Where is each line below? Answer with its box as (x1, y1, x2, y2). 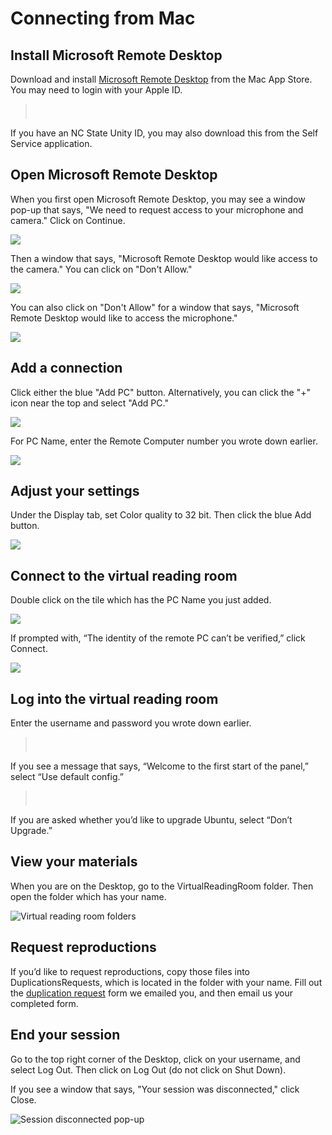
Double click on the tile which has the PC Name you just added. (10, 594, 272, 606)
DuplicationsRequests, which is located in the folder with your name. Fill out (10, 976, 323, 988)
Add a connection (10, 360, 123, 377)
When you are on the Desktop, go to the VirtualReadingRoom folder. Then (10, 880, 314, 892)
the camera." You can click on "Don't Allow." (10, 263, 193, 275)
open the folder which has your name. (10, 890, 167, 902)
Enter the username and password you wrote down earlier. (10, 717, 252, 729)
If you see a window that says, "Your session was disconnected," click (10, 1083, 300, 1095)
